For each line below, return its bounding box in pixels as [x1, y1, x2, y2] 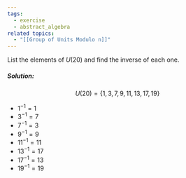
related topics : [7, 29, 55, 37]
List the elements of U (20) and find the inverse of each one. [7, 55, 180, 64]
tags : [7, 10, 23, 18]
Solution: [7, 71, 35, 80]
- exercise [13, 17, 45, 24]
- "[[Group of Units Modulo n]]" [13, 36, 111, 43]
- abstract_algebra [13, 23, 71, 30]
